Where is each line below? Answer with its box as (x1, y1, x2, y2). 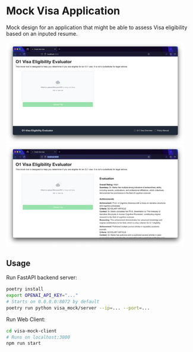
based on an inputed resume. (6, 30, 78, 37)
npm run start (6, 340, 42, 347)
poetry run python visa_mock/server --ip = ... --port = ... (6, 305, 150, 311)
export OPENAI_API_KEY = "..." (6, 293, 78, 299)
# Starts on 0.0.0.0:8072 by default (6, 299, 100, 305)
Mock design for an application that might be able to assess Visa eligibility (6, 24, 188, 31)
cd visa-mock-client (6, 328, 58, 334)
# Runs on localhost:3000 (6, 334, 70, 340)
